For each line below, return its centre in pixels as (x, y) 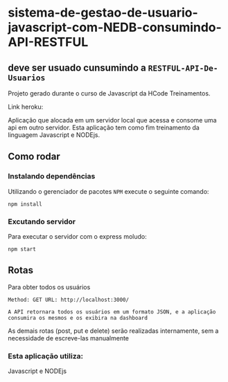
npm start (22, 249)
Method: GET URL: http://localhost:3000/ (69, 300)
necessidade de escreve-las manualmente (69, 338)
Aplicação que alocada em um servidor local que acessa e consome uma (112, 120)
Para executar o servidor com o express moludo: (78, 236)
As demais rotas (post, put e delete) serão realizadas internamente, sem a (113, 331)
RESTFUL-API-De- (183, 68)
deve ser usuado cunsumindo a (77, 67)
